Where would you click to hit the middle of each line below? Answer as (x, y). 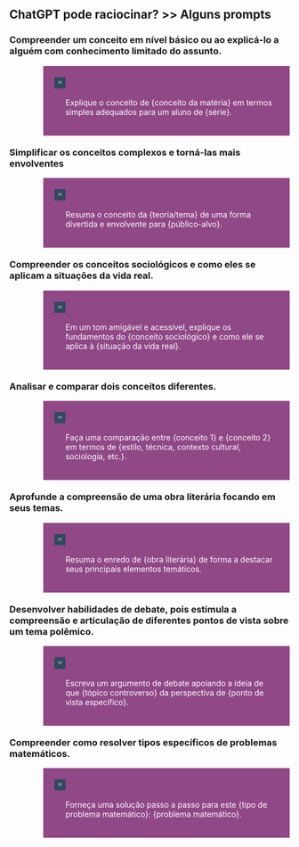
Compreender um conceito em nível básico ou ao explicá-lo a (144, 40)
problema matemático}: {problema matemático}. (154, 814)
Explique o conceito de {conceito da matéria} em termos (169, 103)
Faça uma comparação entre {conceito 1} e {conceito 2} (168, 438)
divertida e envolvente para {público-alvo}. (144, 224)
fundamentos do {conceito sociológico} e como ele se (165, 336)
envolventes (36, 163)
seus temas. (36, 508)
